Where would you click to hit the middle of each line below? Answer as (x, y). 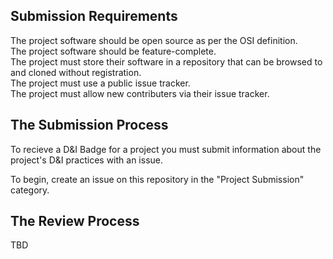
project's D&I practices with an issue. (86, 160)
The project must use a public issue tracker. (100, 83)
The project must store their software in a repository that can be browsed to (166, 61)
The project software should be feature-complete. (113, 51)
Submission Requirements (94, 16)
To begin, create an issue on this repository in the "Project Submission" (157, 179)
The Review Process (75, 221)
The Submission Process (89, 125)
